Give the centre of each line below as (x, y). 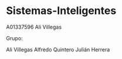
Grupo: (14, 38)
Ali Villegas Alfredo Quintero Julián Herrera (58, 49)
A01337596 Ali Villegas (34, 27)
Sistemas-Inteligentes (61, 11)
